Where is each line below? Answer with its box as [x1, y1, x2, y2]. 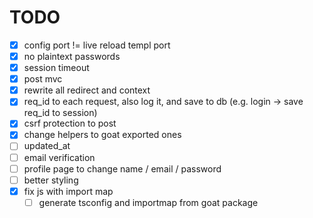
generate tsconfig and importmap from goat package [38, 196, 259, 208]
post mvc [23, 73, 63, 85]
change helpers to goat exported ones [23, 129, 182, 141]
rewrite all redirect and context [23, 84, 151, 96]
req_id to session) [23, 107, 98, 119]
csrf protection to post [23, 117, 117, 130]
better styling [23, 174, 79, 186]
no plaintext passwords [23, 51, 121, 62]
